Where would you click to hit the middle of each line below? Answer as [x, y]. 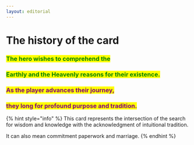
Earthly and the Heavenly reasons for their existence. [83, 74]
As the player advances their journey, [60, 90]
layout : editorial [28, 11]
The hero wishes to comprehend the [58, 58]
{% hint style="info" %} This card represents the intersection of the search [96, 118]
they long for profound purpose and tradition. [72, 106]
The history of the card [63, 40]
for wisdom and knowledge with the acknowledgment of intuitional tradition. [97, 125]
